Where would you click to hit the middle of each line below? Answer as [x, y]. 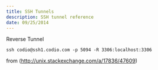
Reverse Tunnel [25, 39]
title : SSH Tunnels [30, 11]
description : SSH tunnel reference [50, 17]
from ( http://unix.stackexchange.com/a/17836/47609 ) [72, 61]
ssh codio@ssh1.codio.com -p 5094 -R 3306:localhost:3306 [79, 50]
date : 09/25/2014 [28, 22]
